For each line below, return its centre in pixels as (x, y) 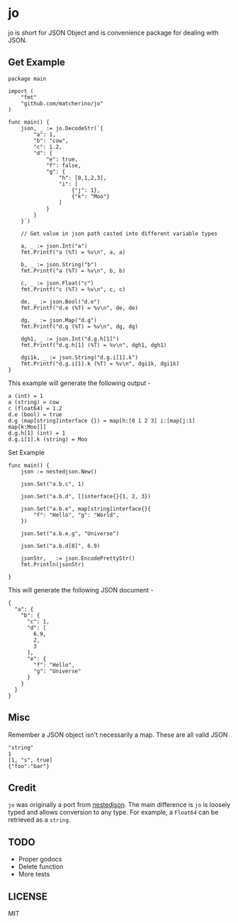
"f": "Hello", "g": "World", (76, 515)
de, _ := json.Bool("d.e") (61, 302)
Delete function (41, 867)
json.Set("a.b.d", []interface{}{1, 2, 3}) (86, 496)
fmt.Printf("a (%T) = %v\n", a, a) (73, 252)
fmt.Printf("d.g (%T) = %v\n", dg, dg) (80, 326)
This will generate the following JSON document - (81, 590)
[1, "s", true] (30, 760)
